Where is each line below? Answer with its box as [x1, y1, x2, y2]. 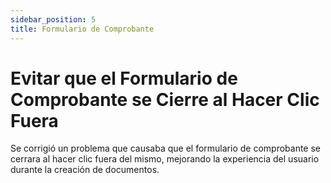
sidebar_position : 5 [10, 14, 97, 25]
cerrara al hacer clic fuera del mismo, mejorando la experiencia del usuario [10, 153, 320, 165]
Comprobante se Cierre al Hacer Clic [10, 88, 320, 111]
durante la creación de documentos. [10, 164, 160, 176]
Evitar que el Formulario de [10, 67, 238, 90]
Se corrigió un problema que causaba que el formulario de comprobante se [10, 142, 322, 155]
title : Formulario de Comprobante [10, 24, 155, 34]
